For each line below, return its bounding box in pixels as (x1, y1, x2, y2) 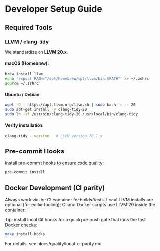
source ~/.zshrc (5, 81, 39, 86)
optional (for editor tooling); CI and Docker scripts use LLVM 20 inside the (5, 202, 156, 208)
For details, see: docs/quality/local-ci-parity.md (5, 240, 102, 246)
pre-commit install (5, 170, 45, 175)
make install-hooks (5, 232, 45, 237)
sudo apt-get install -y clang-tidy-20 (5, 107, 87, 112)
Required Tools (5, 23, 53, 32)
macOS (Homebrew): (5, 60, 49, 66)
